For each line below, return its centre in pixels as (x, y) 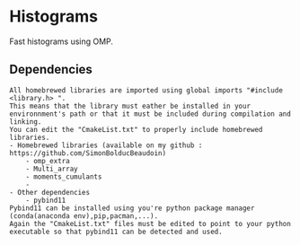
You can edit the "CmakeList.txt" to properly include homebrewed (136, 129)
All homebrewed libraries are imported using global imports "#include (146, 90)
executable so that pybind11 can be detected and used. (116, 232)
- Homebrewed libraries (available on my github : (106, 145)
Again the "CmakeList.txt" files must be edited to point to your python (150, 223)
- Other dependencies (50, 192)
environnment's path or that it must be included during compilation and (150, 114)
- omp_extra (48, 161)
